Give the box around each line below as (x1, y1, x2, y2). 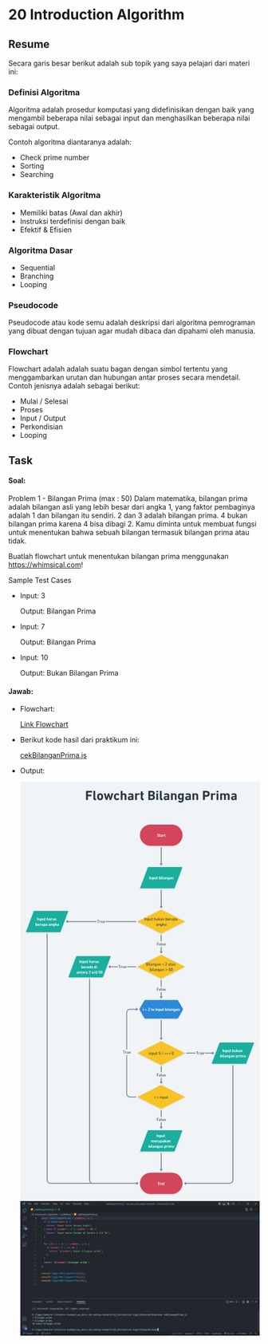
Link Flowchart (19, 719, 69, 729)
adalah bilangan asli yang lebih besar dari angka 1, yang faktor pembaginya (8, 503, 255, 512)
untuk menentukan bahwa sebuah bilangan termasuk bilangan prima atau (8, 528, 250, 538)
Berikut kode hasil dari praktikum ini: (19, 735, 140, 745)
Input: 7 (19, 622, 45, 632)
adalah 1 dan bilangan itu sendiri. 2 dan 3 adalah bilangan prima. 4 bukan (8, 510, 248, 520)
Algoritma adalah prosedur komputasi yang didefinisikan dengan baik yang (8, 105, 254, 115)
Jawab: (8, 686, 33, 696)
